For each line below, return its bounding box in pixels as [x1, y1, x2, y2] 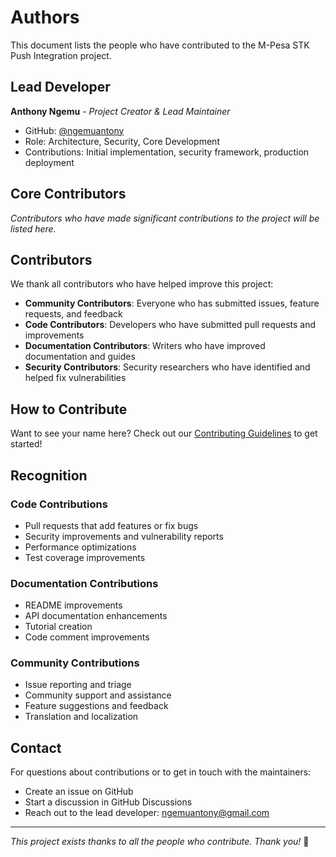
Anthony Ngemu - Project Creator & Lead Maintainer [10, 105, 231, 117]
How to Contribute [10, 401, 128, 418]
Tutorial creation [24, 621, 93, 633]
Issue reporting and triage [24, 679, 132, 691]
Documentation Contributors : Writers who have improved [24, 340, 266, 352]
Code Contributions [10, 497, 108, 511]
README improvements [24, 599, 123, 611]
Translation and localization [24, 711, 139, 723]
